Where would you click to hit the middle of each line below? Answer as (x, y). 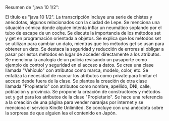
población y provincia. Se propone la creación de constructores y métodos (83, 92)
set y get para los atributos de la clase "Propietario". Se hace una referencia (84, 97)
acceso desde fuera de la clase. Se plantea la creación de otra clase (76, 81)
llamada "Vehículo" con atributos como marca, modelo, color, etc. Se (77, 70)
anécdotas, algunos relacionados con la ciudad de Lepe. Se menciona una (82, 22)
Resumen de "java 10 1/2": (32, 7)
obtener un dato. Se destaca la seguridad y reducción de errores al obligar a (84, 49)
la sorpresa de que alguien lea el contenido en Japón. (61, 113)
